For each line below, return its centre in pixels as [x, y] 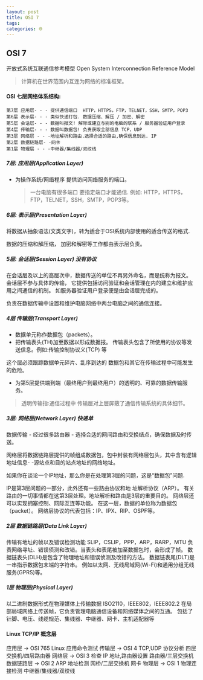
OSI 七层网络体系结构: [34, 96]
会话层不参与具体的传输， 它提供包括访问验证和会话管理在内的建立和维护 [97, 283]
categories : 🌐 [24, 29]
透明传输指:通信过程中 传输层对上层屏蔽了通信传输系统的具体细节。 [105, 403]
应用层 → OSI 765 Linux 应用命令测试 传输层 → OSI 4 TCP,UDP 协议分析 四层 [101, 648]
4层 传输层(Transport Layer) [42, 318]
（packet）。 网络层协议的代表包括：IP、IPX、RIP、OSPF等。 [82, 511]
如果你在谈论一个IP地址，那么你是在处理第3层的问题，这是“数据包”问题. [95, 475]
